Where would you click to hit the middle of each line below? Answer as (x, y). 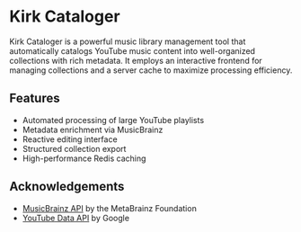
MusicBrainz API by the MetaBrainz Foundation (110, 208)
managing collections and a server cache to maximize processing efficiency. (151, 70)
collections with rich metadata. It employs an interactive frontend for (136, 60)
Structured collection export (74, 148)
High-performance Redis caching (84, 158)
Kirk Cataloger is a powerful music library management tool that (128, 41)
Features (35, 98)
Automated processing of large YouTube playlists (113, 120)
